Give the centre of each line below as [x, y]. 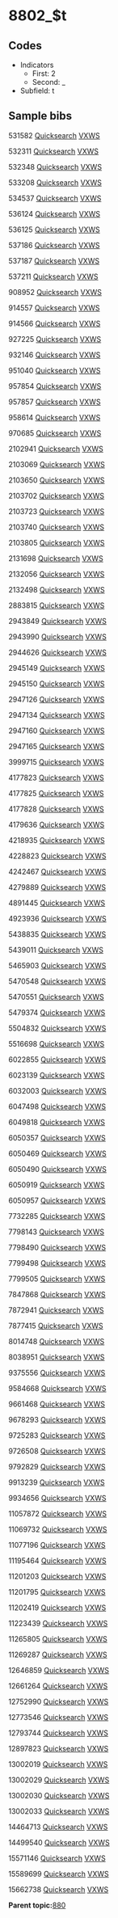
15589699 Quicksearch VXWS [59, 1874]
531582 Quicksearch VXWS [54, 135]
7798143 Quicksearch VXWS [57, 1232]
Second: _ [49, 82]
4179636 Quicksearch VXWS [57, 824]
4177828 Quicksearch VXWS [57, 809]
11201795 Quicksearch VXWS [57, 1591]
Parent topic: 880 [37, 1905]
